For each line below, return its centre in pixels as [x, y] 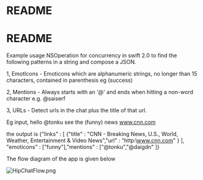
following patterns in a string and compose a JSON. [71, 62]
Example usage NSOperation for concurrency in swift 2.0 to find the [92, 56]
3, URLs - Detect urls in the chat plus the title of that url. [76, 110]
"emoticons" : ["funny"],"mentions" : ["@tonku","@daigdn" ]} [83, 147]
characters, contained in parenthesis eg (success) [70, 81]
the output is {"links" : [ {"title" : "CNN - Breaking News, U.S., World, [92, 134]
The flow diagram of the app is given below [61, 159]
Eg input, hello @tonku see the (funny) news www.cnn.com [81, 122]
